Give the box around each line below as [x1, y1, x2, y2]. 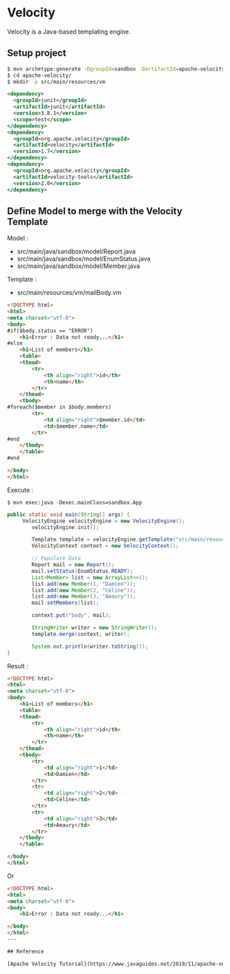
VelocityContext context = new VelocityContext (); [31, 543, 179, 550]
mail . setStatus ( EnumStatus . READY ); [31, 568, 133, 574]
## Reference [7, 948, 44, 955]
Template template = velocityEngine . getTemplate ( [31, 536, 176, 543]
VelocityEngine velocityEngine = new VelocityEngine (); [22, 518, 186, 524]
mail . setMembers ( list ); [31, 600, 99, 607]
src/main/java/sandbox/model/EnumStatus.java [16, 255, 151, 263]
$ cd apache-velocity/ [7, 72, 72, 79]
